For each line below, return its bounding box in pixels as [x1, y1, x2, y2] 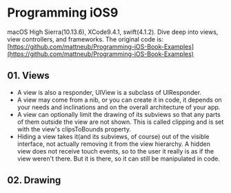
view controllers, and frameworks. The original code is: [7, 35, 163, 43]
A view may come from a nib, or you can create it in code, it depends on [17, 95, 222, 104]
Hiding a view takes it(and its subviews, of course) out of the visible [17, 132, 210, 140]
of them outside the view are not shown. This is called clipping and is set [17, 118, 224, 126]
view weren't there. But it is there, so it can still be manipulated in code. [17, 154, 221, 163]
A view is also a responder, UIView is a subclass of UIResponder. [17, 88, 202, 96]
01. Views [7, 70, 50, 82]
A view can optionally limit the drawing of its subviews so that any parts [17, 110, 221, 118]
